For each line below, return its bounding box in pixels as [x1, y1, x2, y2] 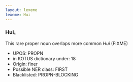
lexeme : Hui [5, 12, 30, 17]
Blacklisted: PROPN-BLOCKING [12, 71, 79, 77]
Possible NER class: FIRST [12, 66, 68, 72]
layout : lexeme [5, 7, 38, 13]
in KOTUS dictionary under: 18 [12, 55, 76, 61]
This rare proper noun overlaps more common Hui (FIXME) [5, 40, 128, 46]
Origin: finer [12, 61, 38, 67]
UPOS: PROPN [12, 50, 43, 56]
